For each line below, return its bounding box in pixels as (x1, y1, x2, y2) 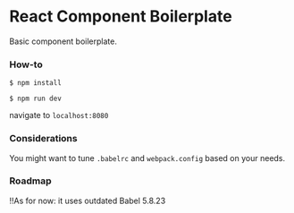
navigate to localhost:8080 (9, 110, 109, 121)
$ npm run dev (9, 94, 63, 104)
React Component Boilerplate (9, 6, 232, 27)
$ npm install (9, 79, 63, 88)
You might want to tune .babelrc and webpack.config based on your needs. (9, 152, 286, 163)
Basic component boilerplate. (9, 36, 118, 47)
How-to (9, 58, 43, 71)
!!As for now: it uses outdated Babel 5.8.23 (9, 195, 166, 206)
